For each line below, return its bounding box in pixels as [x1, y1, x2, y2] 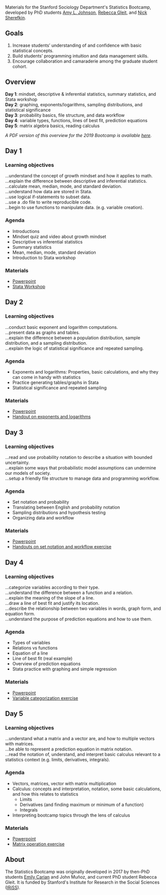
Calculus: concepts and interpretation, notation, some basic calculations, [12, 786, 162, 792]
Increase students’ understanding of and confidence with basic [12, 42, 142, 48]
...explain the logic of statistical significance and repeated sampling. [5, 345, 144, 351]
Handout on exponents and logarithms [12, 414, 91, 420]
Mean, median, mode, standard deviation [12, 249, 97, 255]
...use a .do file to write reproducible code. [5, 199, 92, 205]
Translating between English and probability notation [12, 504, 120, 511]
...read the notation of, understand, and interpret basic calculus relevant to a [5, 751, 161, 757]
